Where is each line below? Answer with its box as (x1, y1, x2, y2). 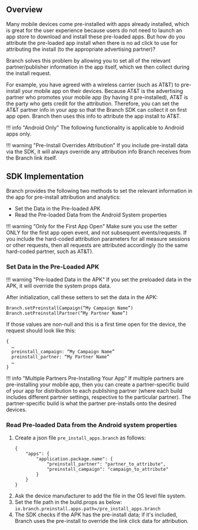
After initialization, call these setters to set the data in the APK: (6, 293, 158, 300)
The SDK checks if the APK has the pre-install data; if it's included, (14, 511, 178, 518)
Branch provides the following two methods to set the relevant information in (6, 187, 193, 194)
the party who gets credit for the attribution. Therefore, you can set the (6, 100, 179, 107)
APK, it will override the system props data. (6, 282, 111, 289)
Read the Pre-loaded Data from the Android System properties (14, 211, 167, 218)
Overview (6, 5, 43, 15)
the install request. (6, 69, 51, 76)
